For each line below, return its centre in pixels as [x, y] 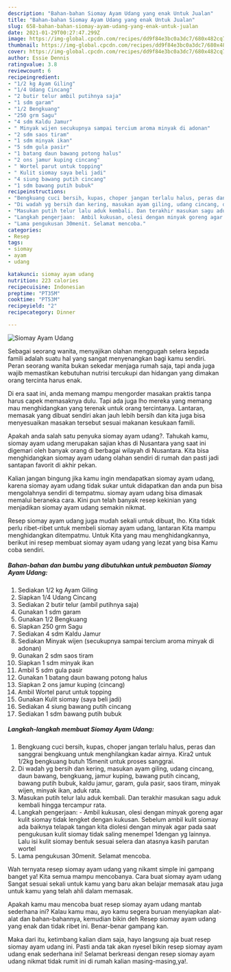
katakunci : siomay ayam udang [51, 274]
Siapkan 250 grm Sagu [50, 626]
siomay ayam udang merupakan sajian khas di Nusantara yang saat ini [107, 443]
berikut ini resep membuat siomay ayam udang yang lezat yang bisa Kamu [113, 543]
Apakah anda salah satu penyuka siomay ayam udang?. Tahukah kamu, [109, 436]
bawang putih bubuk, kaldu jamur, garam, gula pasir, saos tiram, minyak [119, 783]
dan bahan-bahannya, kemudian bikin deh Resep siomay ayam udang [118, 919]
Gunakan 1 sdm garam [49, 612]
